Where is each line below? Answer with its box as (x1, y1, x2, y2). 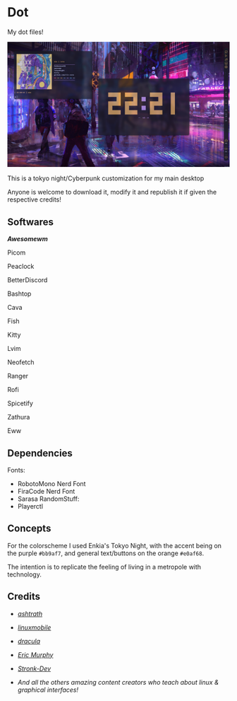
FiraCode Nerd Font (17, 487, 75, 496)
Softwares (7, 216, 54, 228)
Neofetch (7, 358, 35, 366)
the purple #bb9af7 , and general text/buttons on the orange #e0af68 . (7, 549, 205, 557)
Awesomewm (7, 235, 48, 243)
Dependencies (7, 447, 73, 459)
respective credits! (7, 195, 62, 204)
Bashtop (7, 289, 32, 298)
